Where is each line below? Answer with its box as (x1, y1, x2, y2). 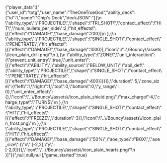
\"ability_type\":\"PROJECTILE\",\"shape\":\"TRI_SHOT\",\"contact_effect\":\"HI (5, 20, 162, 26)
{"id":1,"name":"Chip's (5, 15, 51, 20)
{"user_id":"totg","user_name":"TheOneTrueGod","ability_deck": (5, 9, 136, 15)
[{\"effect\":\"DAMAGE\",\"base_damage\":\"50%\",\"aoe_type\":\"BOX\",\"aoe (5, 136, 160, 142)
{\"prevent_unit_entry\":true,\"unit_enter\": (5, 57, 90, 63)
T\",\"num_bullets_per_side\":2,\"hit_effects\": (5, 25, 97, 31)
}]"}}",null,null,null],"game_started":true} (5, 152, 87, 158)
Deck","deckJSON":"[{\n (51, 15, 102, 20)
